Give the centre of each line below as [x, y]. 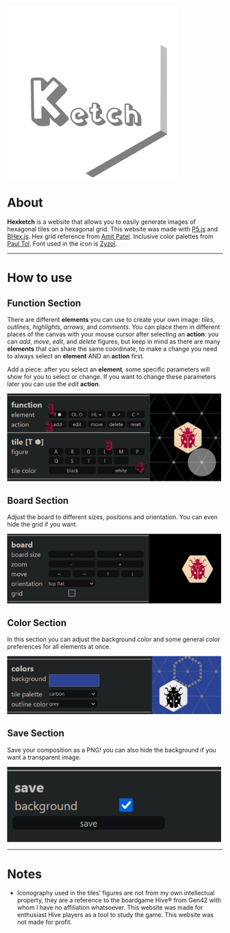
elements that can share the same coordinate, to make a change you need [112, 349]
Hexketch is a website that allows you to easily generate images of [102, 222]
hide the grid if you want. [42, 525]
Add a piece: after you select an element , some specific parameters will [108, 369]
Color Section [37, 623]
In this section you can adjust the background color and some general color [114, 639]
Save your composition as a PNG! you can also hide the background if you [112, 750]
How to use [40, 278]
